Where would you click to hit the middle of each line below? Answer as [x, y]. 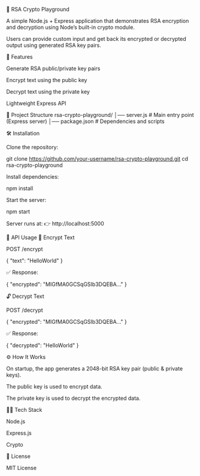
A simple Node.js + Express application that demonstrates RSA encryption [98, 21]
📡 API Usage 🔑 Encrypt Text [40, 237]
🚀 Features [19, 57]
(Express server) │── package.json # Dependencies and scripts [85, 121]
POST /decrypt [25, 310]
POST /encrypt [25, 249]
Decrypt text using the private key [48, 92]
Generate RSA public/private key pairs [53, 68]
